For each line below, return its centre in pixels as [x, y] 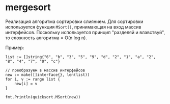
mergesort [28, 7]
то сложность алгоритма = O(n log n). [46, 38]
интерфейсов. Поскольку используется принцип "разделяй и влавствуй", [85, 32]
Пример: [15, 47]
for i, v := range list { [33, 79]
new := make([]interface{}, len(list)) [48, 75]
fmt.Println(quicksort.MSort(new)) [43, 97]
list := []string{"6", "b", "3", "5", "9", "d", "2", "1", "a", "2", [81, 57]
